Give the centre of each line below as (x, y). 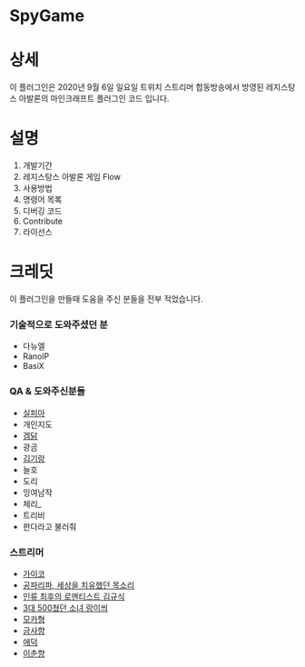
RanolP (36, 356)
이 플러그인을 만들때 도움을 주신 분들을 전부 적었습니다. (106, 299)
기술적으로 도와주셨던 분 (59, 324)
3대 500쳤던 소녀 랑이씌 (65, 607)
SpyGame (47, 16)
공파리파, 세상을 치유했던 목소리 (78, 585)
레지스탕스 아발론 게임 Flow (71, 177)
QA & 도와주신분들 (48, 392)
